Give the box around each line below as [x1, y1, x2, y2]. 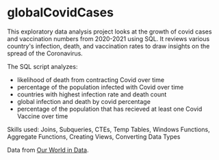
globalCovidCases [7, 5, 114, 21]
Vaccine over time [16, 111, 68, 120]
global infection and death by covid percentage [16, 97, 151, 105]
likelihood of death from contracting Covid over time [16, 75, 165, 83]
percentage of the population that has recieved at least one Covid [16, 105, 203, 113]
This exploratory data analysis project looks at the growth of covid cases [7, 27, 212, 36]
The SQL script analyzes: [7, 62, 78, 70]
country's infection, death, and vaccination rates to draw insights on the [7, 42, 210, 50]
